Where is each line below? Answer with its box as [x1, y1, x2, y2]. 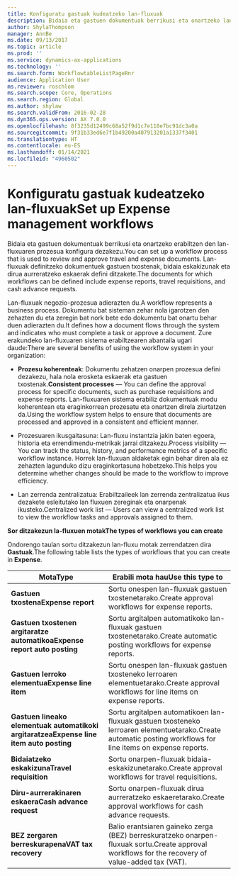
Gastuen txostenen [11, 617, 77, 627]
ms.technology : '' [7, 63, 62, 70]
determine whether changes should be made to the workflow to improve [17, 468, 229, 477]
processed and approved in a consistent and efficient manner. [17, 417, 199, 426]
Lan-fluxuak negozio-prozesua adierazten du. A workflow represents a [7, 298, 212, 307]
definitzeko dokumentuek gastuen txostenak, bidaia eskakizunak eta [30, 262, 230, 270]
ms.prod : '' [7, 50, 42, 57]
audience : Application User [7, 76, 91, 84]
